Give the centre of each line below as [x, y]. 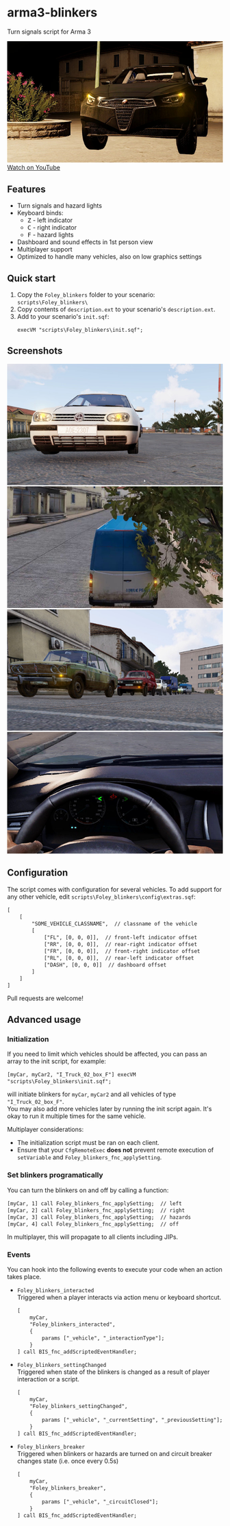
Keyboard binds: [40, 213]
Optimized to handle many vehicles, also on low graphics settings [109, 257]
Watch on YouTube [34, 168]
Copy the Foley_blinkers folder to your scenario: [86, 295]
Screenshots [35, 351]
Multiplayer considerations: [46, 1130]
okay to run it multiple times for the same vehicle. [76, 1116]
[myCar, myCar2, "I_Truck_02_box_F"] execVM [72, 1075]
